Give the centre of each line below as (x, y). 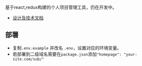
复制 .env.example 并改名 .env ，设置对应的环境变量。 (67, 48)
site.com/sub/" (28, 59)
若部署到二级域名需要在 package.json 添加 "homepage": (67, 54)
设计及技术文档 (28, 18)
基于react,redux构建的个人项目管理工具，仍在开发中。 (61, 7)
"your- (130, 54)
